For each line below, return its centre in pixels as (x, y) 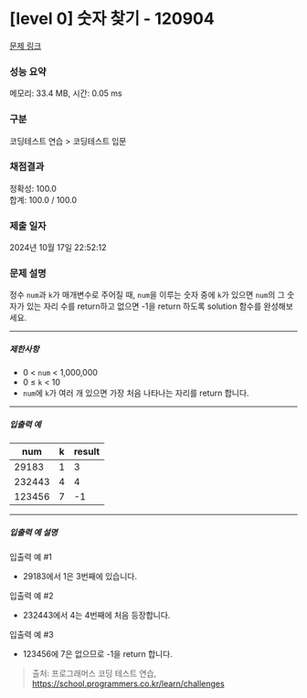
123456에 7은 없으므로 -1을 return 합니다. (98, 654)
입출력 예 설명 (33, 532)
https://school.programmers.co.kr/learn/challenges (128, 684)
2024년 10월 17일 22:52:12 (58, 248)
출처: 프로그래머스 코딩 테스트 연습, (94, 673)
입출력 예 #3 (32, 635)
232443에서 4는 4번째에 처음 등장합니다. (96, 615)
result (87, 451)
